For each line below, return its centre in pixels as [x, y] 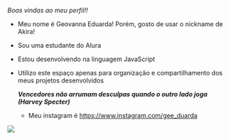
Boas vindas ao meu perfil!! [48, 10]
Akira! [26, 32]
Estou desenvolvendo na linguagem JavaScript [86, 59]
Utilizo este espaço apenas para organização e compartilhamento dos [120, 73]
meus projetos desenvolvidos [61, 80]
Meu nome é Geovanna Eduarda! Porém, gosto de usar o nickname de [120, 24]
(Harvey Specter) [44, 102]
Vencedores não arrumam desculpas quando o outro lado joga [113, 94]
